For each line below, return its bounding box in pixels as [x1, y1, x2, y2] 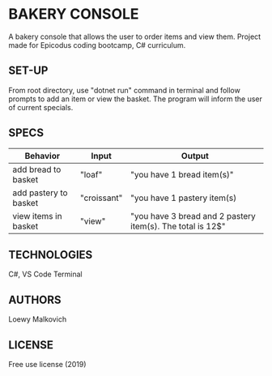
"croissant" [79, 192, 123, 203]
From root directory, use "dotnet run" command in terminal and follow [8, 85, 240, 95]
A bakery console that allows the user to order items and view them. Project [8, 32, 261, 41]
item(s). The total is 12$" [130, 220, 226, 232]
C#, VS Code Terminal [8, 269, 83, 280]
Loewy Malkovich [8, 314, 67, 324]
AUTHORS [8, 293, 62, 306]
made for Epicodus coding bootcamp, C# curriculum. [8, 40, 186, 49]
